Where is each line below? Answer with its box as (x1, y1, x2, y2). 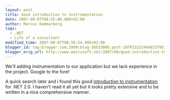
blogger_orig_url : (5, 49, 44, 54)
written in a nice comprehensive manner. (5, 89, 90, 95)
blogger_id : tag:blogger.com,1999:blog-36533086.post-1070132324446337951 (5, 45, 166, 50)
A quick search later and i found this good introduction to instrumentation (5, 78, 158, 84)
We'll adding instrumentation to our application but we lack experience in (5, 63, 157, 69)
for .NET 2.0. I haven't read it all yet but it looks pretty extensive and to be (5, 83, 159, 89)
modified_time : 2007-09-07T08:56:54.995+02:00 (5, 40, 105, 45)
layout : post (5, 7, 33, 13)
